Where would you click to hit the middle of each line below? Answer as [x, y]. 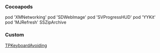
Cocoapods [19, 7]
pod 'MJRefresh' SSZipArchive [36, 22]
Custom [15, 35]
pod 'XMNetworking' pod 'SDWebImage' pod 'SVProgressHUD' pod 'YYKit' [80, 17]
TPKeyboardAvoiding [26, 45]
